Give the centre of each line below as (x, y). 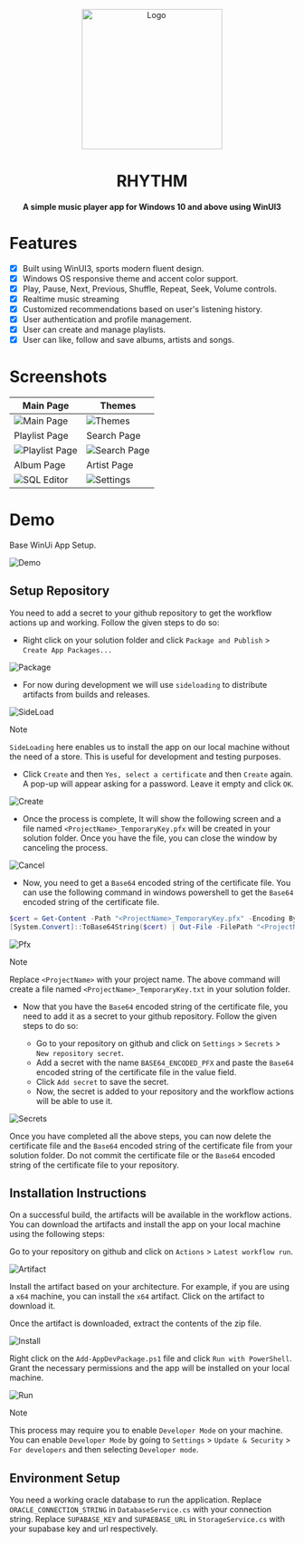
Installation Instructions (78, 1193)
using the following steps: (57, 1234)
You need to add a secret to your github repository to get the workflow (141, 613)
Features (43, 243)
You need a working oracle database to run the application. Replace (136, 1500)
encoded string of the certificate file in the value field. (136, 1072)
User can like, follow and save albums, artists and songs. (128, 340)
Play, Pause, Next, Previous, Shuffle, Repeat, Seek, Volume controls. (150, 289)
